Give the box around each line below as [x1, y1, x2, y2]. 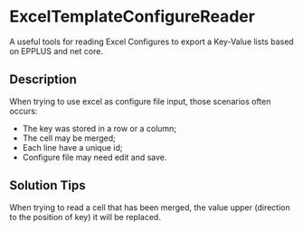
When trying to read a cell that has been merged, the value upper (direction [9, 201, 291, 213]
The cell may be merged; [22, 133, 116, 143]
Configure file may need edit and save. [22, 152, 167, 162]
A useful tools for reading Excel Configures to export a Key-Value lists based [9, 36, 294, 47]
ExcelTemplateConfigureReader [9, 6, 256, 27]
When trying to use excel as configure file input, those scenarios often [9, 96, 271, 106]
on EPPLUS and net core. [9, 45, 104, 56]
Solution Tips [9, 178, 86, 193]
